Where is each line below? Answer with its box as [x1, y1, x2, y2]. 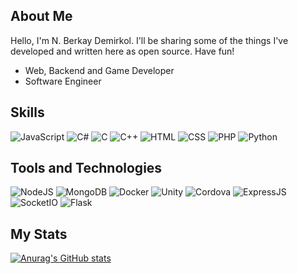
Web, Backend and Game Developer [24, 64, 175, 76]
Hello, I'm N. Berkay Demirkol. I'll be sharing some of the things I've [10, 34, 289, 46]
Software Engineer [24, 75, 102, 87]
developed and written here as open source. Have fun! [10, 45, 235, 57]
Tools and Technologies [10, 160, 163, 177]
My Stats [10, 225, 68, 243]
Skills [10, 104, 45, 121]
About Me [10, 8, 73, 25]
